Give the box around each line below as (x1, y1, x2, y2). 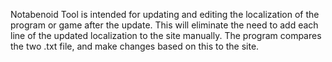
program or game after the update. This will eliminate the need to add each (10, 19, 319, 31)
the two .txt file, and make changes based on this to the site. (10, 40, 260, 52)
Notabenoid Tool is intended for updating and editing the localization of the (10, 9, 320, 20)
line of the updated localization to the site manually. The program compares (10, 30, 322, 41)
